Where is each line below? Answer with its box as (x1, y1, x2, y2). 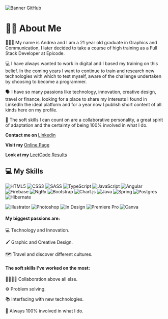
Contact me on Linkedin (5, 132, 56, 138)
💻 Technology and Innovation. (5, 227, 70, 233)
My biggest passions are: (5, 215, 60, 221)
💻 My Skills (5, 167, 43, 176)
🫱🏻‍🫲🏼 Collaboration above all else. (5, 276, 78, 282)
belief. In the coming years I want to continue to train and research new (5, 68, 155, 74)
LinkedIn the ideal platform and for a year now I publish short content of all (5, 101, 162, 107)
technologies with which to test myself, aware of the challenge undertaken (5, 73, 162, 79)
